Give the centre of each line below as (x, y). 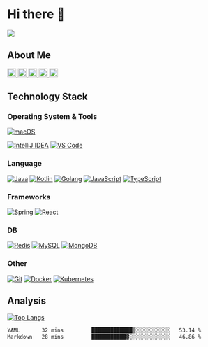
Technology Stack (47, 97)
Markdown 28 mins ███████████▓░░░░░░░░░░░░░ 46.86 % (104, 337)
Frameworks (29, 197)
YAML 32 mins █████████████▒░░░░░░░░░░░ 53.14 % (104, 331)
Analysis (27, 301)
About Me (29, 55)
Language (25, 164)
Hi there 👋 (36, 14)
